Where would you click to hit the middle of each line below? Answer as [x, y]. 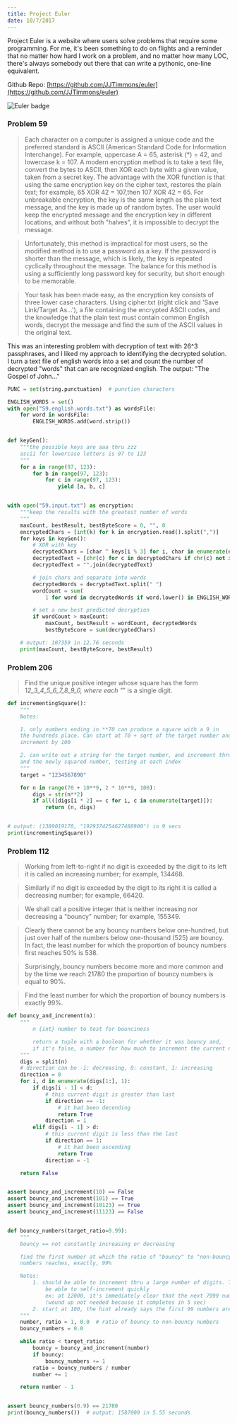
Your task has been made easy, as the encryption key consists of [119, 295]
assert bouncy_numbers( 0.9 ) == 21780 [63, 1406]
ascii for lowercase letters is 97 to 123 [83, 454]
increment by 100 [45, 743]
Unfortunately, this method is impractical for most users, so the [116, 243]
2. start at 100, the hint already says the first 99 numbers [126, 1309]
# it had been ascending [94, 1147]
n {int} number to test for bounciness [91, 1029]
